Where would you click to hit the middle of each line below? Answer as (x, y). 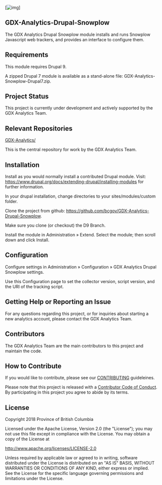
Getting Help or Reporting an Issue (58, 302)
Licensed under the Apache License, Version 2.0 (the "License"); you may (79, 429)
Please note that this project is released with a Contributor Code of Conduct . (81, 387)
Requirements (27, 55)
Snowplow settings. (25, 272)
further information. (25, 187)
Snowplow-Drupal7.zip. (28, 81)
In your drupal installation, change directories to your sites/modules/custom (80, 196)
